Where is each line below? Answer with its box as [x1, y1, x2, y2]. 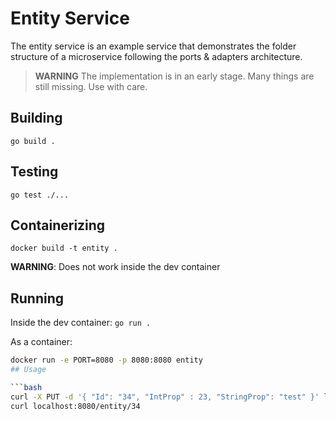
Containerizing [10, 217, 106, 234]
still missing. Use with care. [34, 80, 148, 92]
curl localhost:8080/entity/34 [10, 401, 141, 411]
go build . [10, 136, 56, 146]
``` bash [10, 382, 43, 392]
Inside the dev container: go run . [10, 317, 152, 329]
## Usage [10, 365, 47, 375]
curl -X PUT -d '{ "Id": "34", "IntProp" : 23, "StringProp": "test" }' [10, 392, 320, 402]
